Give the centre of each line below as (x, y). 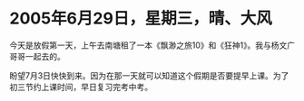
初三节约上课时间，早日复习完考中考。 (81, 87)
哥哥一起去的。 (37, 56)
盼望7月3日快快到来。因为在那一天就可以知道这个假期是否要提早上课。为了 (149, 75)
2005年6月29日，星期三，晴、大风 (141, 18)
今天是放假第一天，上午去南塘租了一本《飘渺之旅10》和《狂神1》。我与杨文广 (152, 45)
